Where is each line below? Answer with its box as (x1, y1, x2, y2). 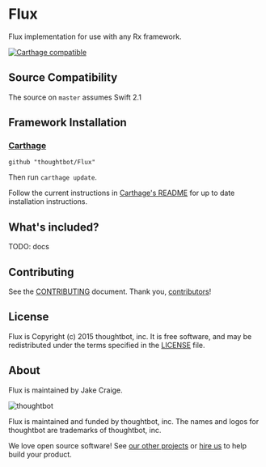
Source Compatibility (8, 70, 118, 85)
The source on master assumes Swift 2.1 (8, 92, 141, 102)
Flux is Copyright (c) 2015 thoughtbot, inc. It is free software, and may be (8, 331, 252, 341)
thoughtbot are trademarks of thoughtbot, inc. (8, 425, 162, 435)
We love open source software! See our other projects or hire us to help (8, 440, 247, 450)
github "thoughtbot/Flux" (8, 159, 95, 167)
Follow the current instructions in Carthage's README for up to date (8, 188, 235, 198)
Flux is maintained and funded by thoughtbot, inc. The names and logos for (8, 416, 260, 426)
